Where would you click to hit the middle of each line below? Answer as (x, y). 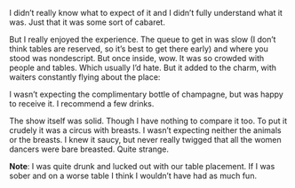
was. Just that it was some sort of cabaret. (88, 22)
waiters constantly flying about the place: (85, 77)
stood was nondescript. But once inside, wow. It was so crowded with (137, 58)
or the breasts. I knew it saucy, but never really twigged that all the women (145, 140)
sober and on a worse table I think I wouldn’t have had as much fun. (133, 176)
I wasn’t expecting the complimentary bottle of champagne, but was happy (147, 94)
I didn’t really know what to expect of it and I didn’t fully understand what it (146, 13)
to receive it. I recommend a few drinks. (82, 104)
